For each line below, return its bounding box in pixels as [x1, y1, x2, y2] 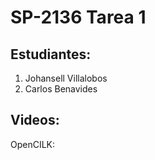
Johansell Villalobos [24, 72, 108, 84]
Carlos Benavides [24, 83, 98, 95]
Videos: [10, 112, 60, 129]
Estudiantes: [10, 46, 92, 63]
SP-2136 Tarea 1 [10, 6, 147, 29]
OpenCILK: [10, 138, 56, 150]
